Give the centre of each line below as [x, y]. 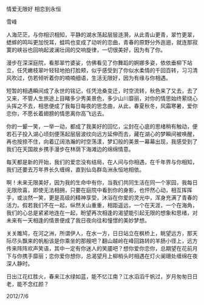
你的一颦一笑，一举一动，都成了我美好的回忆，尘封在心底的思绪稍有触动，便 [102, 126]
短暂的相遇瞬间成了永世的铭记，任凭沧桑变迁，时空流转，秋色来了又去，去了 [102, 91]
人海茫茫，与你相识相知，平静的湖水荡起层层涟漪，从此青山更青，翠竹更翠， [102, 35]
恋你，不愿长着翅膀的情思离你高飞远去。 [57, 113]
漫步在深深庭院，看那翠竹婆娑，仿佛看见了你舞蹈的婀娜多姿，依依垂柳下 [97, 63]
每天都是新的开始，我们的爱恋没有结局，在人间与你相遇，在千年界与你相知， [102, 162]
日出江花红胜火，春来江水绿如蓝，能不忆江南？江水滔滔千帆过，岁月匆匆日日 [102, 277]
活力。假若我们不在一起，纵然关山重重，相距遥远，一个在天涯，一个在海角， [102, 205]
